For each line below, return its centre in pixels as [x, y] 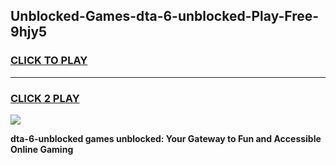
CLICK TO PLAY [49, 61]
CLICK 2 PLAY [45, 98]
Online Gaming [42, 149]
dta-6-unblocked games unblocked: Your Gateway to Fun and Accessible [166, 138]
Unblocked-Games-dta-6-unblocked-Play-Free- [165, 16]
